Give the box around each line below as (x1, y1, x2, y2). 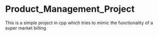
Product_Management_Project (5, 3, 135, 15)
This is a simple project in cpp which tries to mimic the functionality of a (5, 20, 153, 26)
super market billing (5, 25, 46, 31)
